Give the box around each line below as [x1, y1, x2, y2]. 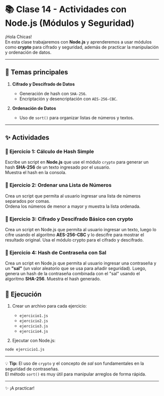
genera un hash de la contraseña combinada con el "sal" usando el [5, 271, 140, 277]
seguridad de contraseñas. [5, 366, 60, 372]
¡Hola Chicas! [5, 34, 32, 40]
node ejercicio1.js [5, 347, 45, 352]
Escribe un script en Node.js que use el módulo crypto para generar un [5, 159, 149, 165]
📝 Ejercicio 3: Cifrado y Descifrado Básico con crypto [5, 216, 133, 222]
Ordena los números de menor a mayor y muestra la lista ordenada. [5, 203, 141, 209]
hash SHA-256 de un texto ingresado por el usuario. [5, 164, 111, 170]
